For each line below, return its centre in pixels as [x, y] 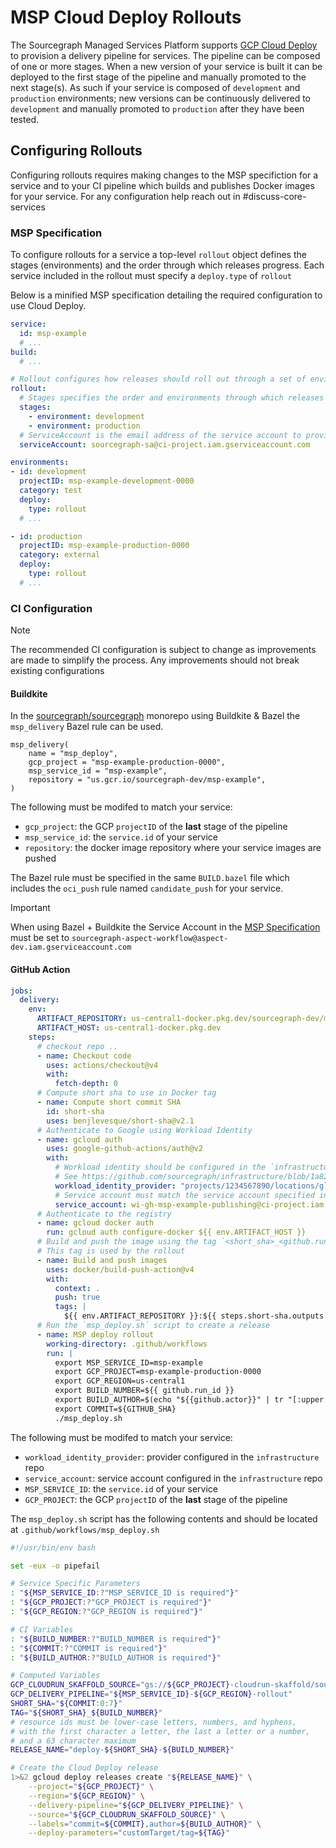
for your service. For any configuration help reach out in [125, 196]
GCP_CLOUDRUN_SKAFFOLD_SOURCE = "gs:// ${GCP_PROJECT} [120, 1685]
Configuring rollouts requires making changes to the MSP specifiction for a [164, 175]
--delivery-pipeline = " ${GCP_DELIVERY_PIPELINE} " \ [136, 1805]
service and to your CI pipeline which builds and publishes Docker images [162, 185]
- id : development [48, 472]
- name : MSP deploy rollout [95, 1334]
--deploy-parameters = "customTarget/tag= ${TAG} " [129, 1833]
